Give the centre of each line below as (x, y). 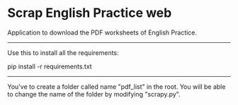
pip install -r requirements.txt (50, 66)
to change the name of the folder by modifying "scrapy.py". (94, 94)
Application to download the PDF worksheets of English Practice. (102, 32)
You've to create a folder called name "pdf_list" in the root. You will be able (117, 87)
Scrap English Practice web (90, 13)
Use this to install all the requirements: (63, 52)
